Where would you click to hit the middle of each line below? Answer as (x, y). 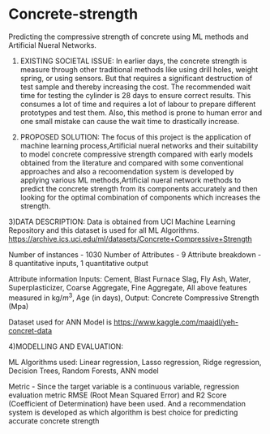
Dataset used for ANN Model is (60, 322)
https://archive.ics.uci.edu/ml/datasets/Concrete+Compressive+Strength (131, 238)
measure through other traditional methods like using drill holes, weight (139, 69)
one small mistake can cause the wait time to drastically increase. (130, 121)
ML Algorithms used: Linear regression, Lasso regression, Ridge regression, (135, 362)
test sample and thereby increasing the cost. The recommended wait (135, 87)
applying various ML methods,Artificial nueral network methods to (131, 180)
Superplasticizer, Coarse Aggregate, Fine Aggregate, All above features (128, 287)
